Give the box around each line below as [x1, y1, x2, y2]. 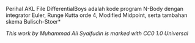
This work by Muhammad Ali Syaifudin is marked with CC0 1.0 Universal [6, 30, 189, 37]
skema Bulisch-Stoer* [6, 18, 61, 25]
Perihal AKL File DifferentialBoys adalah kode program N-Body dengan [6, 5, 184, 12]
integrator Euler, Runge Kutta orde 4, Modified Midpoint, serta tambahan [6, 12, 188, 19]
